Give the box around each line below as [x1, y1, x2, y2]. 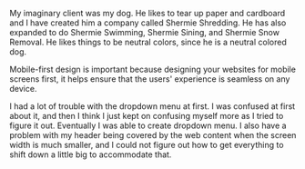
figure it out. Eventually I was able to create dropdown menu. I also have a [9, 120, 287, 131]
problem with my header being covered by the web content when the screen [9, 130, 297, 140]
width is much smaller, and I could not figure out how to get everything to [9, 140, 284, 150]
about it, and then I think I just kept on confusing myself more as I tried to [9, 111, 284, 121]
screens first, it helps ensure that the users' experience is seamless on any [9, 74, 290, 84]
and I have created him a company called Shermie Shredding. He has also [9, 17, 287, 28]
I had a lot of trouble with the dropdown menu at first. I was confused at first [9, 101, 296, 112]
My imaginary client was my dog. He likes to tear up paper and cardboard [9, 8, 286, 18]
